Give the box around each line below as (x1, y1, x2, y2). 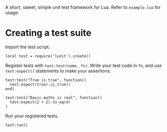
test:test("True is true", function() (5, 78, 87, 83)
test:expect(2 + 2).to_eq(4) (10, 99, 71, 105)
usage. (5, 10, 20, 16)
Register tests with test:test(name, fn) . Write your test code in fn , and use (5, 62, 162, 69)
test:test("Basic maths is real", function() (5, 95, 102, 100)
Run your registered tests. (5, 113, 59, 119)
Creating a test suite (5, 27, 92, 39)
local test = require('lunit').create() (5, 53, 92, 58)
